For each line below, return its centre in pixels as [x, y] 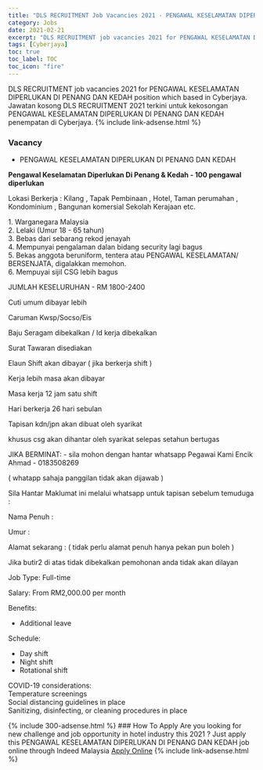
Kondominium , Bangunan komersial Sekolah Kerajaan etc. [102, 207]
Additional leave [45, 623]
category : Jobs [33, 23]
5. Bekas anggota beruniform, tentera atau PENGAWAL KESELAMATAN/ [123, 255]
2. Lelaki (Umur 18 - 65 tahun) [56, 230]
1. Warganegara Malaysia [49, 222]
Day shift [34, 654]
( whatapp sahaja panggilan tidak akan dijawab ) [86, 478]
